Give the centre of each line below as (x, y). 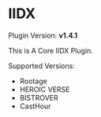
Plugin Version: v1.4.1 (43, 35)
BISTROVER (39, 97)
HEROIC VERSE (45, 89)
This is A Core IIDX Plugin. (50, 50)
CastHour (35, 106)
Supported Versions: (41, 66)
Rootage (33, 81)
